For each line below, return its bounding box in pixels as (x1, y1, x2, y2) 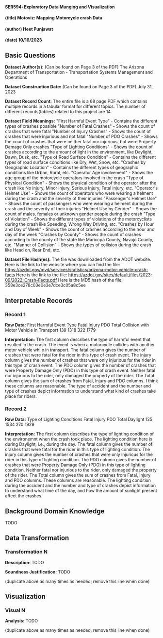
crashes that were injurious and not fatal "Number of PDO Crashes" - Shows (5, 134, 158, 139)
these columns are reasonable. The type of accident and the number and (5, 383, 151, 388)
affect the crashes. (5, 493, 43, 499)
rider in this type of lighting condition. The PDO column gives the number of (5, 457, 157, 463)
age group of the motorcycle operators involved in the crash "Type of (5, 175, 144, 181)
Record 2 (5, 405, 27, 412)
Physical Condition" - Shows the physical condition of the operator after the (5, 180, 157, 186)
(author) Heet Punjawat (5, 26, 53, 32)
